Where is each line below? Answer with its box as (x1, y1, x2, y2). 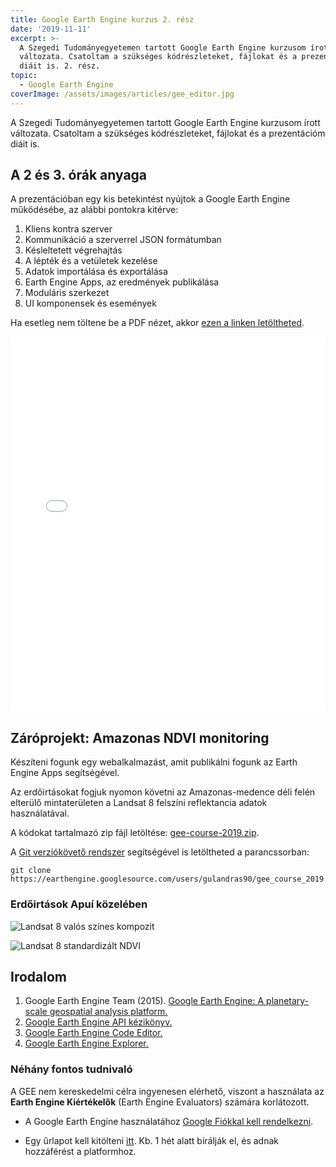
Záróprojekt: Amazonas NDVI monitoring (10, 729, 270, 746)
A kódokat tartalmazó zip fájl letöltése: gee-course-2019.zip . (10, 827, 260, 839)
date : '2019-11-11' (10, 24, 92, 34)
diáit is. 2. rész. (19, 61, 101, 71)
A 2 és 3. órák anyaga (10, 167, 148, 184)
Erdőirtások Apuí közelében (10, 897, 148, 911)
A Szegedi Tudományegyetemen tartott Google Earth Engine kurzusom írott (10, 116, 321, 128)
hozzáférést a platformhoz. (24, 1145, 137, 1157)
